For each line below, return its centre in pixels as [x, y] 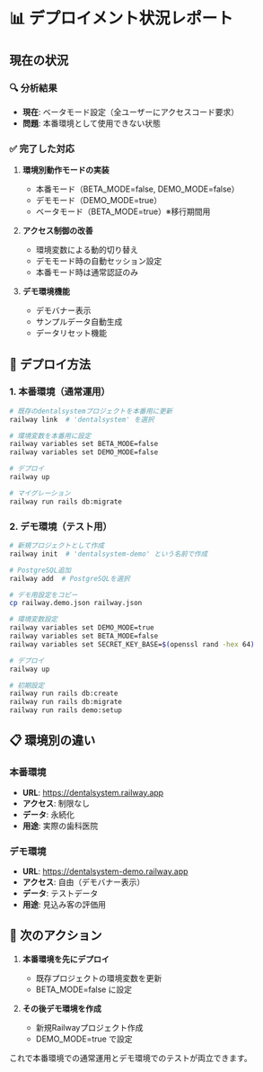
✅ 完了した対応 [42, 148]
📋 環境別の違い [53, 741]
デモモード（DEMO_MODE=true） [99, 201]
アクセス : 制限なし [56, 803]
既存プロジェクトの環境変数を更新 [99, 978]
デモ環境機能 [46, 291]
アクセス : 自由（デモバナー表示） [83, 882]
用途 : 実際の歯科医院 [60, 826]
